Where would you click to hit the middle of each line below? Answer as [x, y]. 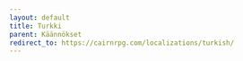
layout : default [39, 17]
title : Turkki [36, 26]
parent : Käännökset [46, 34]
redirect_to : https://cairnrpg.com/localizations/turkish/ [122, 43]
